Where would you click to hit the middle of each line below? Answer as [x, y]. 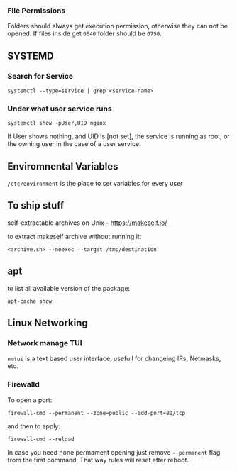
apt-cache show [30, 301]
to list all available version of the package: [68, 288]
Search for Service [40, 76]
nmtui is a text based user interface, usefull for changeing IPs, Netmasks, [114, 359]
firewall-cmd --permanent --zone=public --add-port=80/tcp [97, 413]
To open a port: [30, 400]
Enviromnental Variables [63, 166]
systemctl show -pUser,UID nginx [57, 123]
